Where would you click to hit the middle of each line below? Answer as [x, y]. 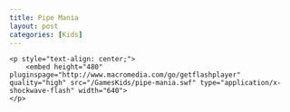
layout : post [34, 26]
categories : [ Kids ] [46, 34]
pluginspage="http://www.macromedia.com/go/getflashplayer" [126, 75]
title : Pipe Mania [44, 18]
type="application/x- [241, 83]
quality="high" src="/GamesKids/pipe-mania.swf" [103, 83]
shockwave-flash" [42, 91]
